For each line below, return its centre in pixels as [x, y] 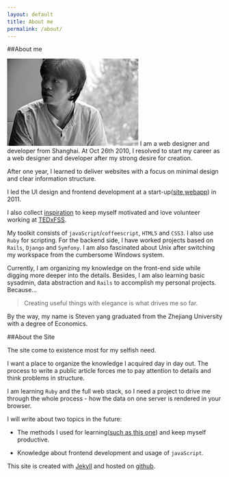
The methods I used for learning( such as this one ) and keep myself [111, 433]
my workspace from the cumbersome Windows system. [86, 255]
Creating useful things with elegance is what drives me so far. [111, 303]
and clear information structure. [52, 179]
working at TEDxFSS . [37, 220]
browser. [19, 406]
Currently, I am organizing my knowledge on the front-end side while [104, 268]
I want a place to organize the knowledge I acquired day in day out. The [108, 363]
